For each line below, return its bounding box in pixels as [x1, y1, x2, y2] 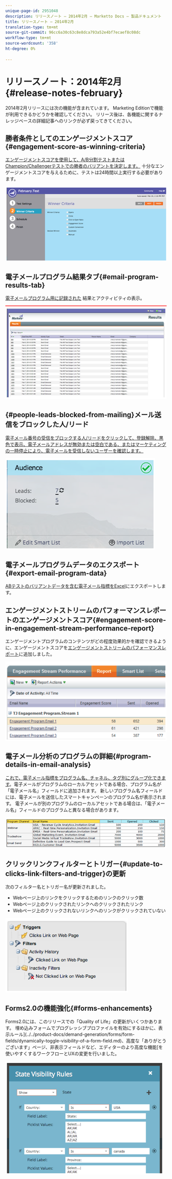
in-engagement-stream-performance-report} [5, 624, 155, 633]
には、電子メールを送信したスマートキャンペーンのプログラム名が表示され [5, 794, 162, 800]
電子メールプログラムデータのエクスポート [5, 561, 140, 569]
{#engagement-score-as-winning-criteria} [5, 142, 146, 151]
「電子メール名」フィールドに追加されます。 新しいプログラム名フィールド [5, 788, 163, 794]
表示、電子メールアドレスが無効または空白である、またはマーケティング [14, 441, 166, 447]
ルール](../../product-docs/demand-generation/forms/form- [9, 1031, 135, 1037]
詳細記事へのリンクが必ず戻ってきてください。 [36, 117, 135, 124]
